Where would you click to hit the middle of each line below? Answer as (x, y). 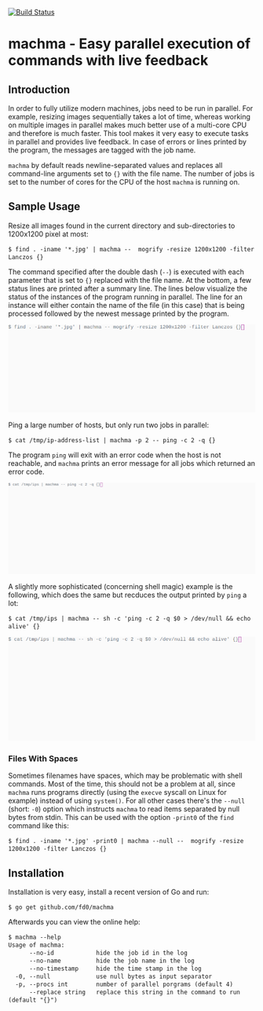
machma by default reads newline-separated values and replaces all (115, 165)
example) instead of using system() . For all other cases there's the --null (127, 800)
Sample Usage (44, 207)
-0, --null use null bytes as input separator (114, 977)
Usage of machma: (37, 945)
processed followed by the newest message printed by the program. (119, 313)
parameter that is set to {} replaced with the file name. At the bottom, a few (130, 280)
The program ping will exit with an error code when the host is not (115, 455)
